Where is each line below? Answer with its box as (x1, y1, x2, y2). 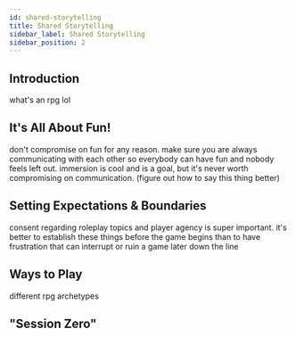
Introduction (9, 70, 80, 86)
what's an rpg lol (9, 95, 71, 105)
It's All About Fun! (9, 120, 111, 136)
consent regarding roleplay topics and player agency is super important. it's (9, 222, 287, 233)
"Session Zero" (9, 316, 97, 331)
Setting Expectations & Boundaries (9, 198, 207, 214)
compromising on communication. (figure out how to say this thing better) (9, 172, 281, 183)
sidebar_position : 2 (9, 37, 86, 47)
